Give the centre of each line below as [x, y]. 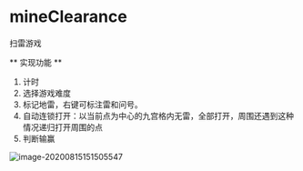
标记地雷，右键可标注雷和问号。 [82, 104]
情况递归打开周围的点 [62, 127]
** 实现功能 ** [35, 62]
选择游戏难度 [46, 93]
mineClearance [68, 17]
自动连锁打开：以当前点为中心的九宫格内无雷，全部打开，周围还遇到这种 [158, 116]
